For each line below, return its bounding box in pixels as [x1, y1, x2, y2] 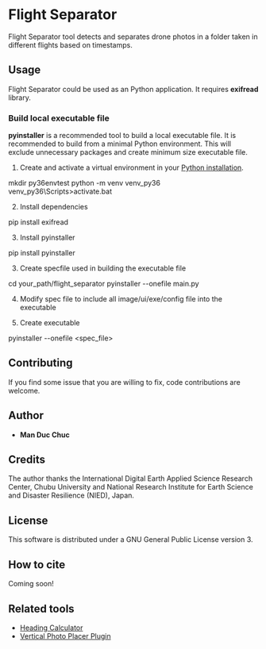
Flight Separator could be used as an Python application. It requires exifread [8, 84, 259, 94]
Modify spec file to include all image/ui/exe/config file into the [19, 294, 222, 304]
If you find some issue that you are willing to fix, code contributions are [8, 377, 241, 386]
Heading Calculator [19, 623, 83, 632]
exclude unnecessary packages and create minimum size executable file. [8, 148, 248, 157]
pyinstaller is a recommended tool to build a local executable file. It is [8, 131, 237, 140]
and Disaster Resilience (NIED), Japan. [8, 490, 135, 501]
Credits [8, 453, 46, 467]
